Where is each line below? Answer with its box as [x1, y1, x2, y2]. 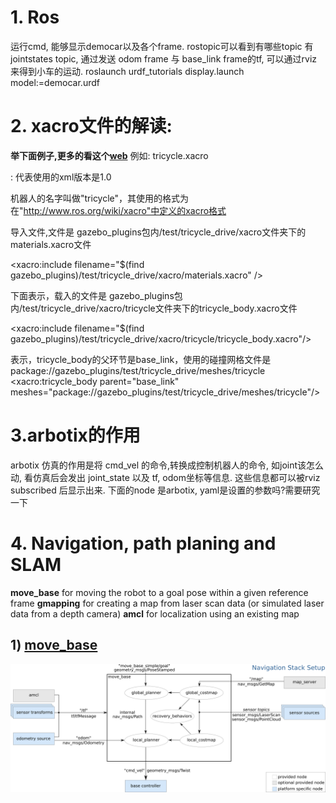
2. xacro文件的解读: [10, 115, 173, 138]
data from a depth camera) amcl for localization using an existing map [10, 607, 300, 620]
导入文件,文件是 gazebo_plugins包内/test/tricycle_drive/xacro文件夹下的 [10, 226, 307, 238]
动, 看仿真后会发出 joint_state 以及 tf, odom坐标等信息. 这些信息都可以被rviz [10, 471, 321, 483]
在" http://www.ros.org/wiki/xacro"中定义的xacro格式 [10, 204, 227, 216]
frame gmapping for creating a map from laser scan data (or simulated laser [10, 597, 325, 609]
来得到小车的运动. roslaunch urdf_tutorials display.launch [10, 65, 245, 77]
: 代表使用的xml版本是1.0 [10, 171, 112, 183]
